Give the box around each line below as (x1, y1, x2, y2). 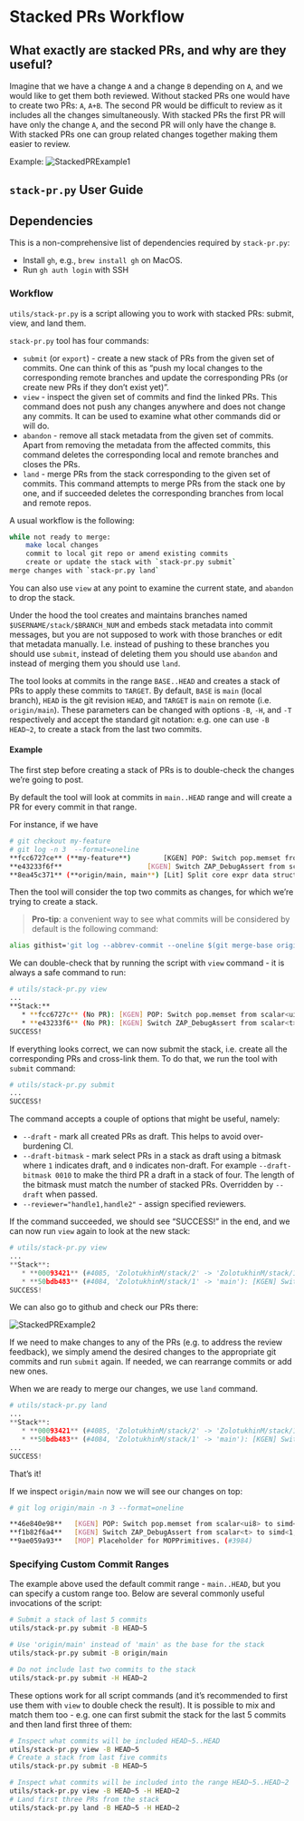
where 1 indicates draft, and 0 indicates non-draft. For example (22, 1160, 258, 1171)
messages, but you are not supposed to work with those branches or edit (9, 629, 283, 640)
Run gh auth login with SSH (22, 265, 129, 276)
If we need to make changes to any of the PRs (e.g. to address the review (9, 1336, 283, 1348)
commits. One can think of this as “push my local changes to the (22, 362, 263, 373)
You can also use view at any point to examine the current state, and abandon (9, 583, 294, 593)
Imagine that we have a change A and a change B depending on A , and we (9, 81, 283, 92)
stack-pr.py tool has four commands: (9, 335, 149, 346)
